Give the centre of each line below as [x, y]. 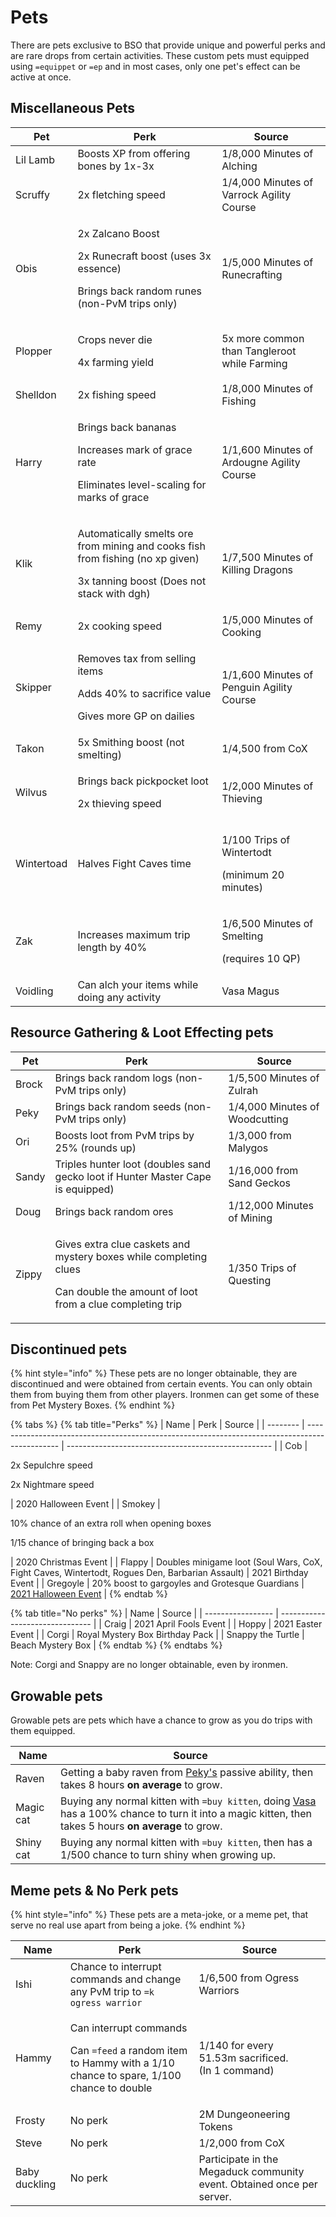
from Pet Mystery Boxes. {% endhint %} [93, 1405]
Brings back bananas [127, 427]
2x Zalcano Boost [118, 233]
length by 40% [112, 947]
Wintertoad [41, 863]
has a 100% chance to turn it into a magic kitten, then [186, 1814]
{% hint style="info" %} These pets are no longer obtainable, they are [154, 1373]
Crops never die [115, 339]
